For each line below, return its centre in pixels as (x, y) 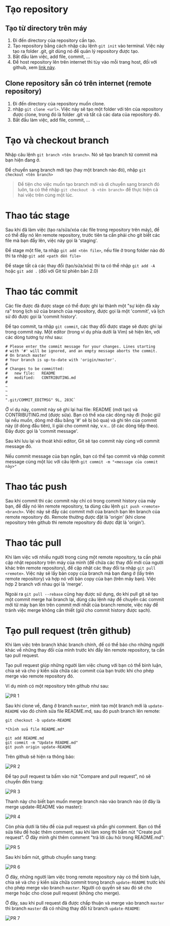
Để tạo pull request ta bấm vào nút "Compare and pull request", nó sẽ (78, 776)
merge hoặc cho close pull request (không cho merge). (63, 893)
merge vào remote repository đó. (40, 676)
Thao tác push (36, 486)
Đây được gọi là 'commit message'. (42, 431)
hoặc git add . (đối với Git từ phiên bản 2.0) (52, 271)
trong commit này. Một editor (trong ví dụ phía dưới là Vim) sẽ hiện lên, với (83, 331)
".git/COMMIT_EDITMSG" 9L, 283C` (41, 400)
